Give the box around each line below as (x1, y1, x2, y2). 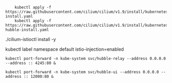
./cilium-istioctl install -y (5, 36, 56, 42)
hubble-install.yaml (5, 27, 50, 32)
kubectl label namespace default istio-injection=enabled (5, 46, 124, 52)
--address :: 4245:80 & (5, 60, 56, 66)
